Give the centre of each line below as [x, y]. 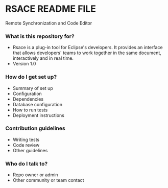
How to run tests [30, 110]
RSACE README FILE [51, 9]
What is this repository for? [40, 36]
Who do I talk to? [27, 163]
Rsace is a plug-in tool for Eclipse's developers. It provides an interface [88, 48]
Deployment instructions [39, 115]
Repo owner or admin [35, 175]
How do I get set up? [31, 77]
